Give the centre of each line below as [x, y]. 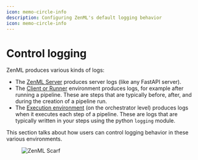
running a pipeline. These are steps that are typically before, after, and [103, 95]
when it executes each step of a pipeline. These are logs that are [96, 114]
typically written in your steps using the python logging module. [95, 121]
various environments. [34, 139]
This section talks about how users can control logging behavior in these [97, 133]
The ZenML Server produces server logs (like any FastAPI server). [98, 82]
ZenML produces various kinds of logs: [55, 70]
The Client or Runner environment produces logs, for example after [99, 88]
